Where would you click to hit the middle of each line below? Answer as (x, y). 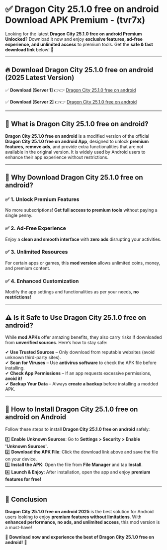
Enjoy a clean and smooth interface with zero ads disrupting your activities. (83, 239)
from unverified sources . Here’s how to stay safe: (56, 342)
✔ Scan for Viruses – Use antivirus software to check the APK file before (81, 363)
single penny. (19, 215)
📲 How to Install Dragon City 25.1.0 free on (72, 410)
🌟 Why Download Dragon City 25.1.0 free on (74, 177)
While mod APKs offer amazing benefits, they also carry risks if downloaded (84, 337)
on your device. (21, 459)
